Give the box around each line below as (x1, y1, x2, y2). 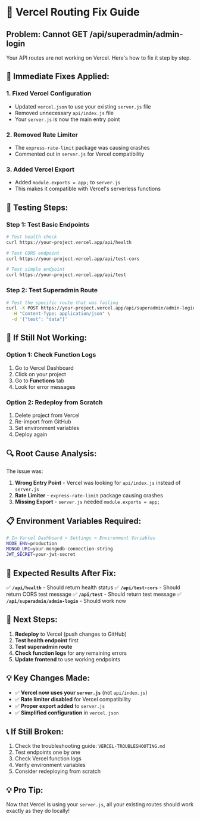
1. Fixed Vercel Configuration (6, 89, 92, 98)
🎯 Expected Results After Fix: (6, 568, 116, 578)
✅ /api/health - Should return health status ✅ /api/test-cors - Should (6, 584, 180, 591)
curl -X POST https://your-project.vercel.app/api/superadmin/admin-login (6, 305, 196, 311)
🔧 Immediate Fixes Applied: (6, 72, 110, 82)
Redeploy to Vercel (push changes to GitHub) (14, 630, 127, 638)
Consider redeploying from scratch (14, 768, 101, 775)
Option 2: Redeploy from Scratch (6, 398, 103, 406)
